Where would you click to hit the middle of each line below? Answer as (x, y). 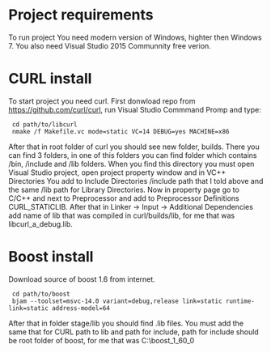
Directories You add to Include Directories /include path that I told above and (136, 181)
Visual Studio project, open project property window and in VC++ (117, 172)
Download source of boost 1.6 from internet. (82, 279)
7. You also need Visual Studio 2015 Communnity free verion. (110, 45)
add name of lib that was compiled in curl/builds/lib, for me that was (122, 215)
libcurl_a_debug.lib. (40, 223)
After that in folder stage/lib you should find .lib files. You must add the (126, 323)
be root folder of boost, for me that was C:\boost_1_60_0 (102, 340)
